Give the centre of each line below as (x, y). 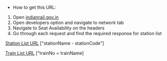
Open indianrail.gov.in (35, 17)
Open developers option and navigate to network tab (68, 23)
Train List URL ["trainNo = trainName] (45, 53)
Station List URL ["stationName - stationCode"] (55, 43)
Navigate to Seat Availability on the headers (58, 28)
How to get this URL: (34, 7)
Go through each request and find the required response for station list (87, 33)
